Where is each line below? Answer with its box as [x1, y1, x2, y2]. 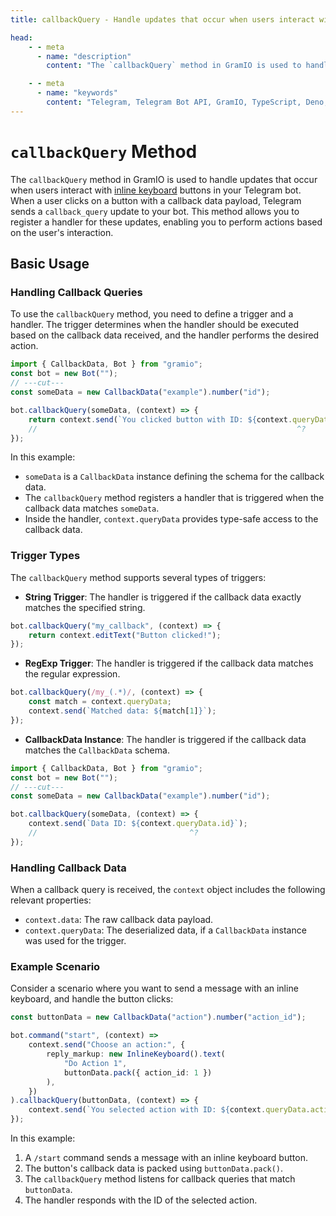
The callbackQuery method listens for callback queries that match [24, 1173, 296, 1185]
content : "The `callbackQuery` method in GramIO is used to [46, 61, 302, 71]
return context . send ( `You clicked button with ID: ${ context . [28, 414, 293, 425]
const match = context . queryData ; [28, 697, 172, 707]
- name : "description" [36, 51, 132, 61]
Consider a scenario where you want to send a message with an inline [10, 982, 299, 995]
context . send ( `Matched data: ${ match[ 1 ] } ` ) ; [28, 706, 217, 716]
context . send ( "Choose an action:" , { [28, 1040, 186, 1050]
